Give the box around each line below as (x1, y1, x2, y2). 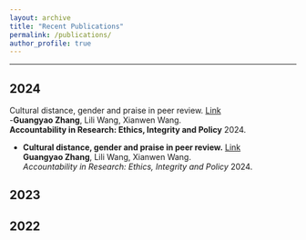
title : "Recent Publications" (9, 22, 125, 31)
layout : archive (9, 13, 71, 23)
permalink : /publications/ (9, 30, 112, 39)
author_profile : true (9, 38, 92, 48)
